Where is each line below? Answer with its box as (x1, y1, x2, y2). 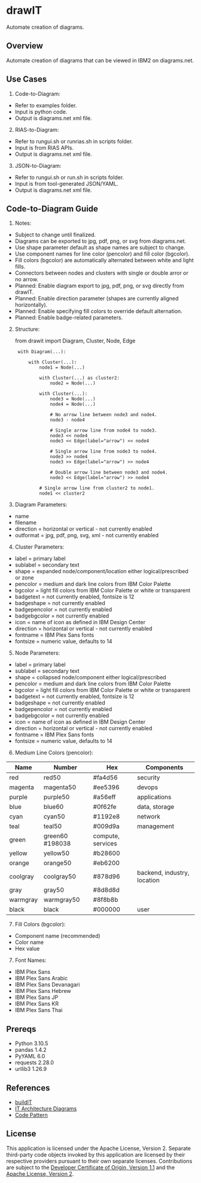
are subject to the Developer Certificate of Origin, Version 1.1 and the (6, 1164, 175, 1171)
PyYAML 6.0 (14, 1053, 45, 1060)
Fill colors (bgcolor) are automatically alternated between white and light (14, 257, 194, 264)
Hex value (14, 945, 40, 952)
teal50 (43, 822, 62, 830)
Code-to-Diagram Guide (6, 203, 99, 213)
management (137, 822, 175, 830)
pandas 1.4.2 (14, 1046, 47, 1053)
